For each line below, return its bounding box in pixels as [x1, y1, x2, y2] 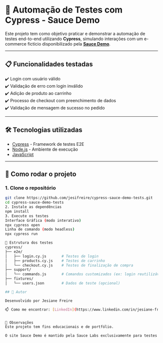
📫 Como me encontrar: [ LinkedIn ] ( [5, 307, 77, 312]
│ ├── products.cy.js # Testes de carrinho [5, 258, 105, 263]
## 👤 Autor [5, 289, 27, 295]
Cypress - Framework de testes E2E [12, 141, 84, 147]
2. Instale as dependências [5, 204, 62, 209]
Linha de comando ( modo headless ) [5, 227, 75, 232]
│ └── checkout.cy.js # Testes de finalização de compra [5, 263, 133, 268]
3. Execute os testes [5, 213, 49, 218]
